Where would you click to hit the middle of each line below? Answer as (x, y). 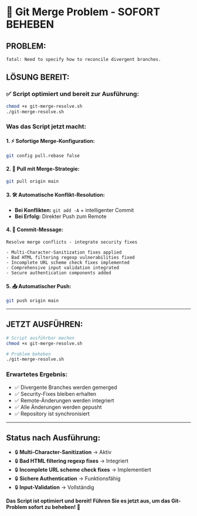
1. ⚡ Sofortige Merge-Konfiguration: (50, 141)
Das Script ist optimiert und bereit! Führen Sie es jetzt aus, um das (88, 501)
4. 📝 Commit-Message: (35, 230)
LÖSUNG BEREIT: (38, 78)
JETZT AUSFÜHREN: (45, 324)
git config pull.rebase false (43, 156)
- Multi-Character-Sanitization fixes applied (64, 252)
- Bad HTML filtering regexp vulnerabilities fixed (70, 257)
